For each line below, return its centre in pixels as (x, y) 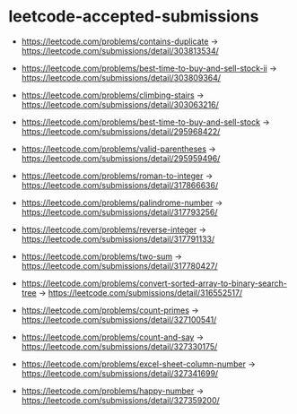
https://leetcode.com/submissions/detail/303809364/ (121, 77)
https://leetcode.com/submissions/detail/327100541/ (119, 319)
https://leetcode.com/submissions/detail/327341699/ (120, 373)
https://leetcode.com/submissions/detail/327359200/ (121, 400)
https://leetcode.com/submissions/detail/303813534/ (120, 50)
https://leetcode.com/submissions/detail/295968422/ (121, 131)
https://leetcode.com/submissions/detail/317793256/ (119, 211)
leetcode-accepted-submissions (134, 17)
